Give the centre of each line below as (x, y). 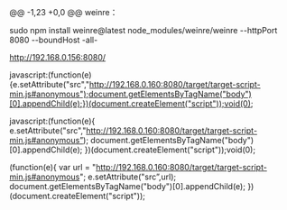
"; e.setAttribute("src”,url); (128, 177)
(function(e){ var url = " (53, 167)
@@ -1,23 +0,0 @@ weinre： (64, 12)
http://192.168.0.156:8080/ (58, 57)
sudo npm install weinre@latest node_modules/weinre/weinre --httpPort (143, 30)
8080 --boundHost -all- (54, 40)
